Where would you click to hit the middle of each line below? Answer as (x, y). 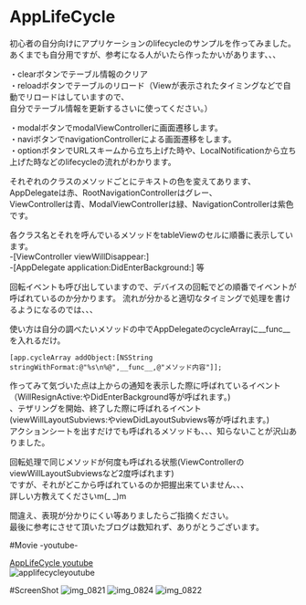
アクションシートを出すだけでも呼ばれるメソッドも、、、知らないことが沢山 (149, 431)
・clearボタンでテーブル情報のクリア (79, 74)
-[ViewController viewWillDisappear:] (79, 256)
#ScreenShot (34, 589)
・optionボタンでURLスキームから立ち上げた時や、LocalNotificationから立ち (153, 150)
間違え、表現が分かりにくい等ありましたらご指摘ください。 (121, 515)
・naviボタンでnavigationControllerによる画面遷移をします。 (123, 139)
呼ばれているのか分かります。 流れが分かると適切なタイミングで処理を (142, 297)
